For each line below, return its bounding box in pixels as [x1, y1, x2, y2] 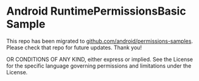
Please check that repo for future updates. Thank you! [6, 44, 142, 51]
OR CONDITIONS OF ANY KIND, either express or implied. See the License [6, 55, 194, 63]
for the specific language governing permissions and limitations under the [6, 62, 192, 69]
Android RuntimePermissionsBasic [6, 4, 187, 18]
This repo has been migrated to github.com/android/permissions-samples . [6, 37, 194, 44]
